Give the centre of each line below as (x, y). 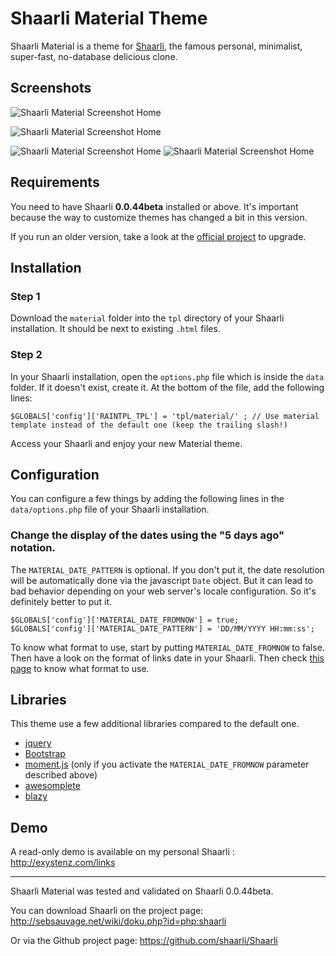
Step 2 (26, 355)
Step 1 (25, 296)
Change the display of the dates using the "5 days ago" (147, 535)
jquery (38, 743)
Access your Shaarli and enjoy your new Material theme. (126, 443)
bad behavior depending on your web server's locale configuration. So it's (163, 591)
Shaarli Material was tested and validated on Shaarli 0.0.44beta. (142, 891)
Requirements (55, 182)
